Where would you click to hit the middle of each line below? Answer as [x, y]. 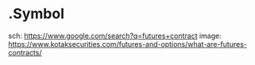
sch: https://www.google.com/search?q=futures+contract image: [115, 36]
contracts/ [25, 52]
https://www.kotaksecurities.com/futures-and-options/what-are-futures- [128, 44]
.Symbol [37, 14]
